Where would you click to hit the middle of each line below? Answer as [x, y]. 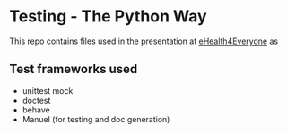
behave [36, 110]
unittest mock [48, 90]
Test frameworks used [74, 69]
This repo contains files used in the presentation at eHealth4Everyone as [144, 41]
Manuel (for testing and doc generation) [96, 119]
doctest [36, 100]
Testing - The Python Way [109, 17]
